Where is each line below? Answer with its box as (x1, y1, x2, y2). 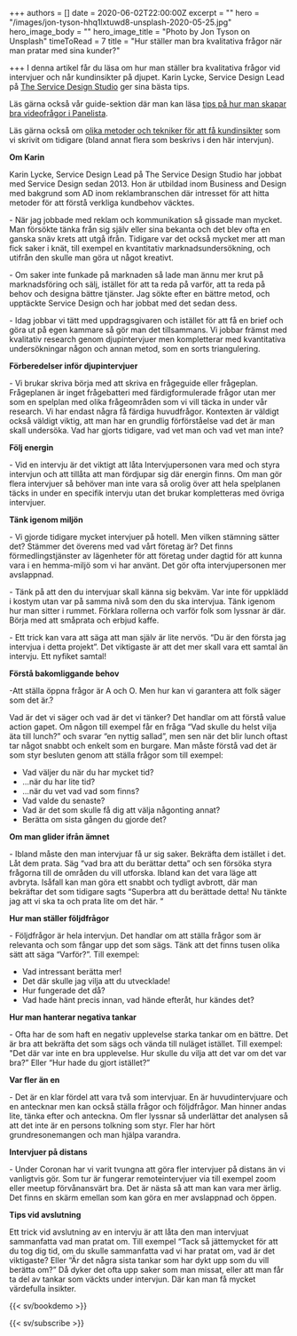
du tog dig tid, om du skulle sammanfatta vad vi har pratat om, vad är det (9, 1245, 276, 1256)
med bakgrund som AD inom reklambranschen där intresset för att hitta (9, 188, 270, 198)
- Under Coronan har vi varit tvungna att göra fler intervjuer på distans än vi (9, 1164, 285, 1174)
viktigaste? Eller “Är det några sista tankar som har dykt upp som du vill (9, 1255, 270, 1265)
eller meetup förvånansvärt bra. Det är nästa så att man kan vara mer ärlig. (9, 1183, 282, 1193)
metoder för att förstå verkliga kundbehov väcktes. (9, 197, 195, 208)
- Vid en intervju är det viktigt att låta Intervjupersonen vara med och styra (9, 459, 281, 470)
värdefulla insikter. (9, 1284, 77, 1293)
